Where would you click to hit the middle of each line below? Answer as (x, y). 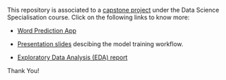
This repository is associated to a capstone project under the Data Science (113, 10)
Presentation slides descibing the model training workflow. (100, 44)
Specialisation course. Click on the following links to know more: (99, 17)
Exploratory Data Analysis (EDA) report (72, 57)
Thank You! (23, 71)
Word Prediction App (47, 31)
